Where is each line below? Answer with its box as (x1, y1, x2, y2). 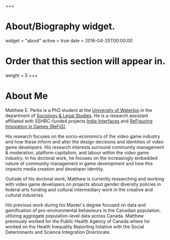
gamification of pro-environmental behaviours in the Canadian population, (5, 207, 161, 213)
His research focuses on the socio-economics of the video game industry (5, 133, 160, 139)
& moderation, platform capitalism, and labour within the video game (5, 149, 149, 156)
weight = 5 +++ (5, 72, 38, 78)
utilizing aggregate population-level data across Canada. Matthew (5, 212, 144, 219)
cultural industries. (5, 192, 45, 198)
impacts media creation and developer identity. (5, 165, 105, 172)
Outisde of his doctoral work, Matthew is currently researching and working (5, 176, 164, 182)
